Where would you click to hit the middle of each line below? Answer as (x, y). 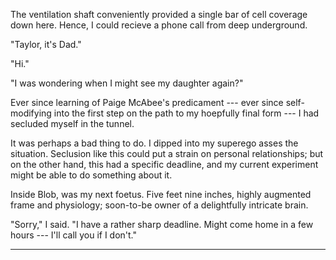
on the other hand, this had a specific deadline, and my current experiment (164, 164)
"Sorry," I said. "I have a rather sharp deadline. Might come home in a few (162, 224)
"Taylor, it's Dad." (46, 44)
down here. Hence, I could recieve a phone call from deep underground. (159, 25)
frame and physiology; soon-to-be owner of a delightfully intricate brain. (159, 205)
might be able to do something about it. (91, 175)
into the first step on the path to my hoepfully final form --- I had (186, 113)
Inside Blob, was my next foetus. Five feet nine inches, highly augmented (161, 194)
